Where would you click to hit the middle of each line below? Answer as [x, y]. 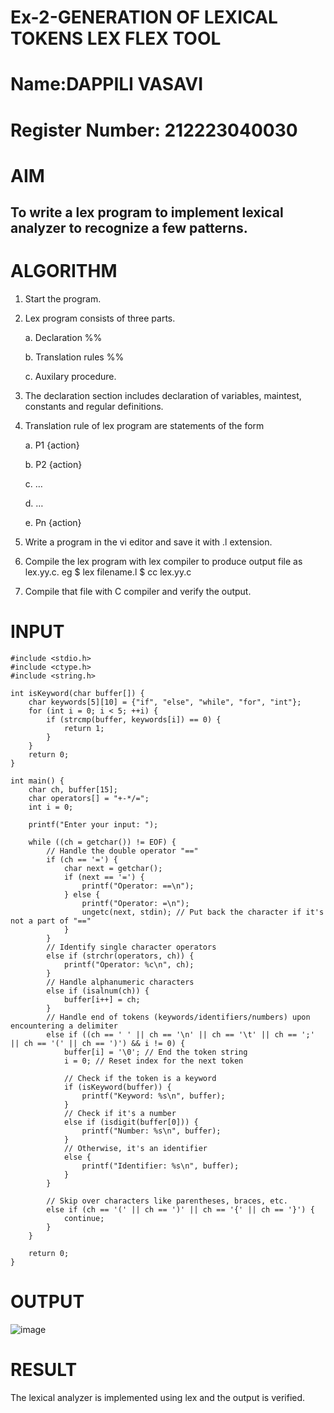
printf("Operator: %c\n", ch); [129, 965]
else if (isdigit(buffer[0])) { [131, 1122]
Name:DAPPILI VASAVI [107, 84]
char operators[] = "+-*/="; [89, 799]
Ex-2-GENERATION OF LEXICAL [144, 17]
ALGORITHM [64, 271]
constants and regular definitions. [94, 407]
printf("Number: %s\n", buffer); [151, 1131]
